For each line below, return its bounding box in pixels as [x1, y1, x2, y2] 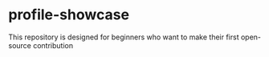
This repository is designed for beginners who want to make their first [8, 32, 239, 42]
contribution [33, 40, 74, 50]
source [8, 40, 32, 50]
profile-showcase [8, 6, 130, 24]
